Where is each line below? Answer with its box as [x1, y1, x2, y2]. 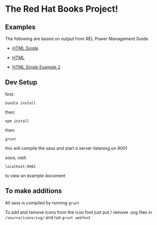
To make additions [5, 187, 62, 195]
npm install [5, 119, 29, 123]
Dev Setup [5, 78, 38, 86]
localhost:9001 [5, 164, 36, 169]
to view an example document [5, 172, 66, 179]
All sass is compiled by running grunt [5, 200, 79, 205]
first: [5, 91, 15, 97]
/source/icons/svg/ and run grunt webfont [5, 214, 91, 220]
